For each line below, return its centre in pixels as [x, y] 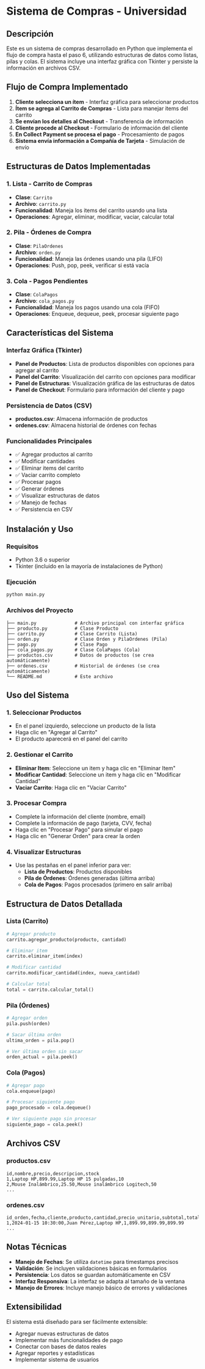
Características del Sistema [60, 333]
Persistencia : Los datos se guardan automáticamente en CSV [93, 1274]
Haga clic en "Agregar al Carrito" [56, 732]
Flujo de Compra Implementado [67, 87]
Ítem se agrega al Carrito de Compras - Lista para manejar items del [102, 108]
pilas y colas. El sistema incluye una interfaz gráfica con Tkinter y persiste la [102, 61]
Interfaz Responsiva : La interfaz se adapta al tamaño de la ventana [100, 1281]
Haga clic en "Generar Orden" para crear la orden [77, 836]
